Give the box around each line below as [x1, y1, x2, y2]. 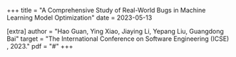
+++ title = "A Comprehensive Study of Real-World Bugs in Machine [6, 6, 206, 14]
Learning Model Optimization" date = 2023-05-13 [6, 13, 153, 22]
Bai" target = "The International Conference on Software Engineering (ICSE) [6, 34, 230, 43]
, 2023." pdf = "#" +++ [6, 42, 73, 50]
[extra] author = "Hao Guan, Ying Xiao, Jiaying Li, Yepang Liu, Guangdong [6, 27, 224, 35]
